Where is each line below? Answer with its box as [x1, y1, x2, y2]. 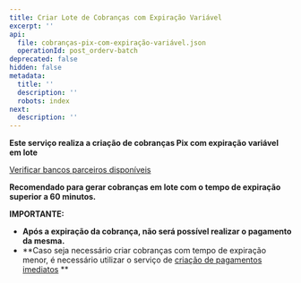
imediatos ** [21, 264, 69, 275]
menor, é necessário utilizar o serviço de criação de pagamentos [21, 254, 262, 265]
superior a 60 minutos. [9, 192, 97, 202]
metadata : [9, 72, 47, 81]
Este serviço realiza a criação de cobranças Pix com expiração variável [9, 138, 279, 149]
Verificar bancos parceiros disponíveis [9, 165, 151, 176]
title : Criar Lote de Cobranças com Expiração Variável [9, 13, 222, 22]
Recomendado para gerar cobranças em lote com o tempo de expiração [9, 182, 281, 193]
